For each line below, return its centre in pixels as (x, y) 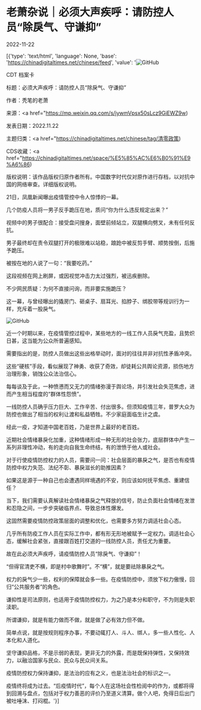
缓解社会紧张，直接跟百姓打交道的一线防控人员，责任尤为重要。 (95, 541)
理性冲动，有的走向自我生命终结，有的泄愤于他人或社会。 (92, 447)
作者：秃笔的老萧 (27, 100)
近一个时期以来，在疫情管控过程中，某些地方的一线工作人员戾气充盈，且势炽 (100, 333)
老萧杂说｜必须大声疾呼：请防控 (85, 12)
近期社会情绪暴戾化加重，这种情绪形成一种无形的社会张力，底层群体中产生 (98, 439)
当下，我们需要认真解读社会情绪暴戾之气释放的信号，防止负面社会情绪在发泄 (100, 500)
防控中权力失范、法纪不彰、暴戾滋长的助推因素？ (66, 467)
